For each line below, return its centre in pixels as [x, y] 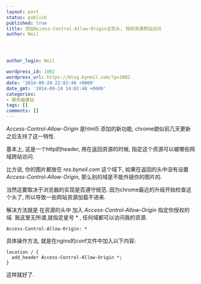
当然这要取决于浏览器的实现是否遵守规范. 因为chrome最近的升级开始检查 [96, 190]
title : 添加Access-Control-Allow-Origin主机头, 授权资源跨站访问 [84, 29]
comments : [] [23, 111]
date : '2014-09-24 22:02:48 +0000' [51, 83]
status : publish [26, 17]
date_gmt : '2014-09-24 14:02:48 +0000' [56, 88]
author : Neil [23, 34]
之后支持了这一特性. [31, 136]
